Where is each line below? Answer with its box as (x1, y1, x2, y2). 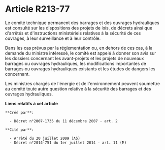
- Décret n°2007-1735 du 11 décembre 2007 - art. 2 (9, 119, 118, 123)
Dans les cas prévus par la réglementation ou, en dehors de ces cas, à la (5, 45, 153, 51)
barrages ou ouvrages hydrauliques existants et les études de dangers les (5, 65, 156, 72)
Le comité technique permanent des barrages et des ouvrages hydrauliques (5, 20, 160, 26)
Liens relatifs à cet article (5, 100, 58, 106)
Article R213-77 (5, 3, 70, 15)
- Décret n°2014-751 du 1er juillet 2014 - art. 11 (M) (9, 140, 127, 145)
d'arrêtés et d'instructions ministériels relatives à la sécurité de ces (5, 30, 141, 36)
